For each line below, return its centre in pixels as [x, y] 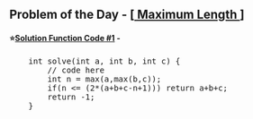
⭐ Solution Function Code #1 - [65, 38]
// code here [76, 70]
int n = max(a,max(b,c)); [104, 79]
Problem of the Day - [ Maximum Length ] [127, 15]
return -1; [71, 97]
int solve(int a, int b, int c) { [104, 61]
